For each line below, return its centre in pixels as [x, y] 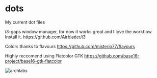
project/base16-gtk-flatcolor [34, 61]
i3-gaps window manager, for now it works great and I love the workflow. [79, 31]
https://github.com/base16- [112, 56]
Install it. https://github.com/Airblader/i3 [45, 37]
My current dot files [25, 22]
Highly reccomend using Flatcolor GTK [44, 56]
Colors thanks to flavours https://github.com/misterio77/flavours [70, 46]
